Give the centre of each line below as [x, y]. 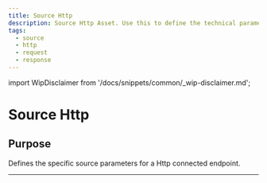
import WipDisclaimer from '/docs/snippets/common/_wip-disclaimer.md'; [130, 82]
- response [33, 60]
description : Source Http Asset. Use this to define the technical [122, 23]
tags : [17, 30]
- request [31, 53]
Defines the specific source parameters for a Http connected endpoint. [124, 163]
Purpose [30, 144]
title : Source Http [41, 16]
